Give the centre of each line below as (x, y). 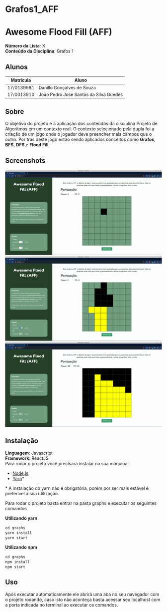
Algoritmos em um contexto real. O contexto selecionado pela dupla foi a (80, 129)
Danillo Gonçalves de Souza (67, 87)
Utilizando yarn (21, 518)
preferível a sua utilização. (32, 493)
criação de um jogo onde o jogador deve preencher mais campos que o (79, 134)
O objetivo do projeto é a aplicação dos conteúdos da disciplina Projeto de (81, 124)
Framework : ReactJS (27, 458)
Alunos (17, 67)
